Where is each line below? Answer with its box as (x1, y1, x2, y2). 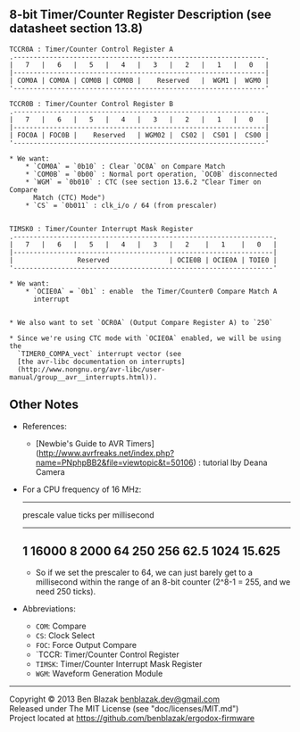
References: (21, 420, 67, 431)
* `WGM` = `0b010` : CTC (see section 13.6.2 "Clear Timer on (25, 178, 262, 187)
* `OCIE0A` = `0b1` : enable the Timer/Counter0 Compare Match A (25, 287, 278, 295)
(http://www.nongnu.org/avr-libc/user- (17, 365, 166, 374)
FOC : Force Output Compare (35, 640, 137, 651)
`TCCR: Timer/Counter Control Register (35, 649, 180, 660)
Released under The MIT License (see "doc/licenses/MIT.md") (9, 703, 239, 714)
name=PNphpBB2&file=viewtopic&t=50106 (35, 457, 194, 468)
